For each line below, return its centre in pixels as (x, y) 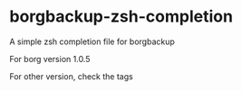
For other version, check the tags (71, 76)
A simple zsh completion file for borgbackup (92, 41)
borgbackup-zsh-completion (121, 17)
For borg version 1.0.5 (50, 59)
